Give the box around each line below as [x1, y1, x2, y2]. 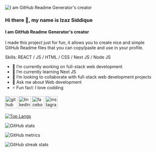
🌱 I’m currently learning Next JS [12, 69, 77, 75]
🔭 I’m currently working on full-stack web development [12, 64, 123, 70]
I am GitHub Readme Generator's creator [5, 29, 89, 35]
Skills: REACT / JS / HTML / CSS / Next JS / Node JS [5, 54, 111, 60]
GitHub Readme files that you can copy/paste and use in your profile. [5, 45, 144, 51]
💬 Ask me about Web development [12, 79, 82, 85]
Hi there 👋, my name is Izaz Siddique [5, 17, 93, 23]
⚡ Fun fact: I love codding [12, 85, 64, 91]
